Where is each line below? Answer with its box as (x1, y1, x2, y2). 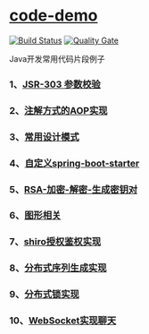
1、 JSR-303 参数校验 (9, 78, 101, 90)
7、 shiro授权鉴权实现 (9, 236, 102, 248)
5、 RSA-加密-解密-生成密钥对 (9, 183, 138, 195)
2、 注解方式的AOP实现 (9, 104, 108, 116)
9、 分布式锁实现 (9, 288, 80, 301)
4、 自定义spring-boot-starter (9, 157, 140, 169)
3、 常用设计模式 (9, 131, 80, 143)
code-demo (9, 5, 98, 26)
